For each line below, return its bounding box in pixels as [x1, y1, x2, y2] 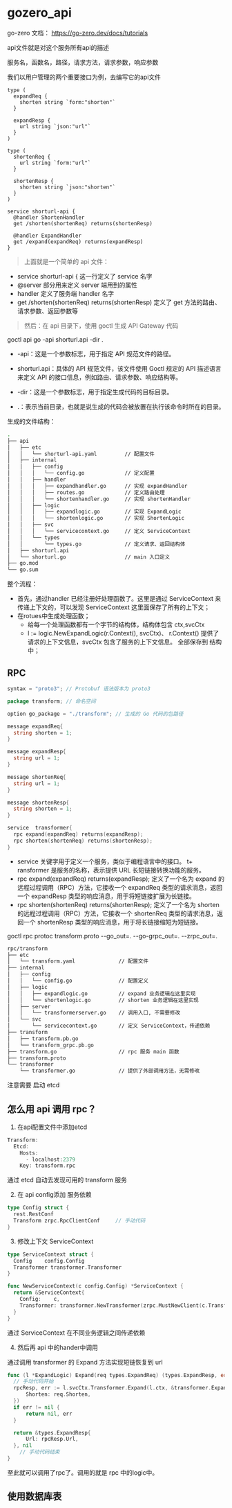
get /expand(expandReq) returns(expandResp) [13, 238, 144, 245]
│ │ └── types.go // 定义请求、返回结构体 [7, 541, 186, 547]
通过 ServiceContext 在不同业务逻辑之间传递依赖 [7, 1329, 146, 1337]
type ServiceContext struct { [7, 1251, 95, 1258]
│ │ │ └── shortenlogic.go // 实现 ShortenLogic [7, 515, 185, 522]
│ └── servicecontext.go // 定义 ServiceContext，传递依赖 [7, 1022, 211, 1030]
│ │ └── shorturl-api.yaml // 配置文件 [7, 450, 155, 457]
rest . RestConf [13, 1211, 54, 1218]
